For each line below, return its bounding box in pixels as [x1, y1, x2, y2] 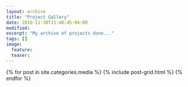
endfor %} [6, 75, 31, 82]
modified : [6, 25, 31, 31]
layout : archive [6, 8, 46, 15]
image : [6, 42, 22, 48]
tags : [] [6, 36, 28, 42]
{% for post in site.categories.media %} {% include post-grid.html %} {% [6, 68, 183, 75]
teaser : [11, 52, 31, 58]
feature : [11, 47, 33, 53]
